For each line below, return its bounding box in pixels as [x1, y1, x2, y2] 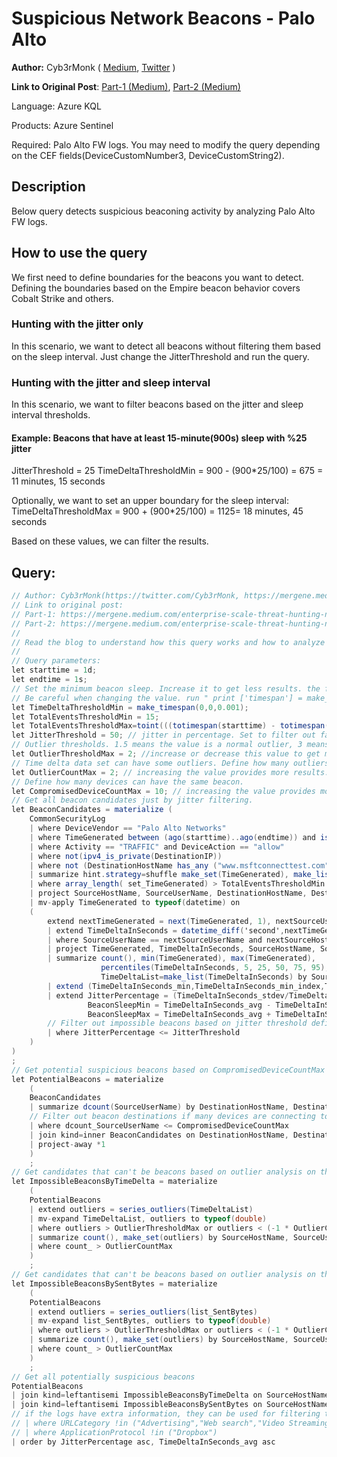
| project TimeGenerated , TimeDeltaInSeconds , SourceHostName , [47, 944, 316, 954]
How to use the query [11, 245, 148, 262]
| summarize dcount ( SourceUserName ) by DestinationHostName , [29, 1102, 289, 1112]
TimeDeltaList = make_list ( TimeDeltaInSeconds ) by [100, 972, 308, 982]
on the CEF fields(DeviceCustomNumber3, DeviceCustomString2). [11, 149, 285, 161]
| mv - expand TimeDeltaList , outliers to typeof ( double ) [29, 1213, 268, 1224]
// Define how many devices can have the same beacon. [11, 777, 245, 787]
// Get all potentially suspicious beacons [11, 1372, 196, 1382]
